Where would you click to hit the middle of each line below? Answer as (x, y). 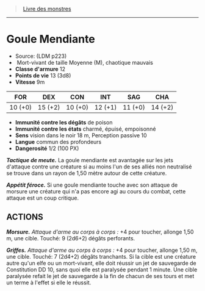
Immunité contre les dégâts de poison (64, 122)
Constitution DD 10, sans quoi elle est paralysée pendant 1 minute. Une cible (102, 269)
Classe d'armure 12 (40, 69)
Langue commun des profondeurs (58, 142)
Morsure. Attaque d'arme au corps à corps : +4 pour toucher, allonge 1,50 (100, 232)
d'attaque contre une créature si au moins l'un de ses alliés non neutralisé (99, 167)
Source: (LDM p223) (41, 56)
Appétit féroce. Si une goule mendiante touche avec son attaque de (92, 185)
